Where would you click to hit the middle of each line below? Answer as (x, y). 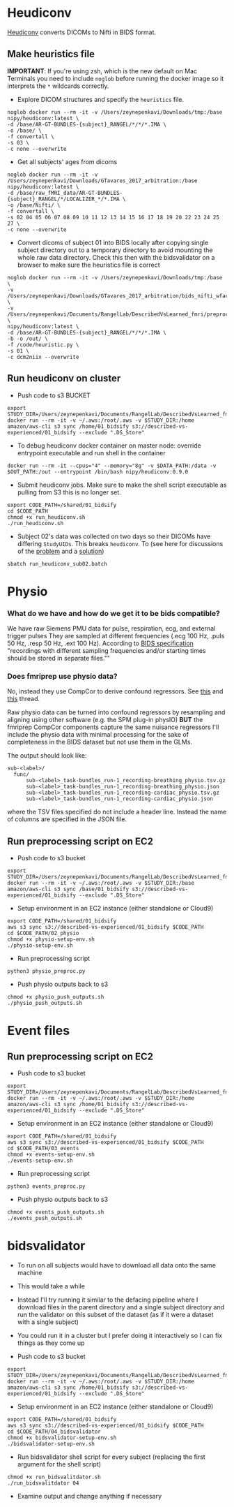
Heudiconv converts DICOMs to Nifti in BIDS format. (82, 32)
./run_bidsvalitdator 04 (43, 1483)
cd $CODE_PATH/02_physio (43, 934)
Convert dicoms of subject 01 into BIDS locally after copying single (113, 242)
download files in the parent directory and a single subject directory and (121, 1307)
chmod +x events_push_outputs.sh (56, 1212)
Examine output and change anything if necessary (89, 1497)
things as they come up (51, 1343)
